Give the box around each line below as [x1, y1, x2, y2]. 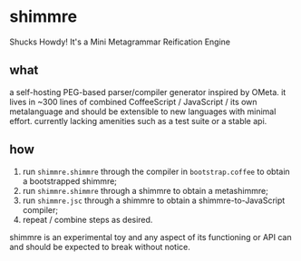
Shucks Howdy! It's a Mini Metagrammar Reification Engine [9, 36, 231, 47]
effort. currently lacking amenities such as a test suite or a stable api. [9, 115, 267, 126]
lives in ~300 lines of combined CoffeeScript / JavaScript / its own [9, 96, 257, 107]
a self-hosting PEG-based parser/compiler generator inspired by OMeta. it [9, 86, 286, 97]
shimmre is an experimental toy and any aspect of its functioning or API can [9, 231, 292, 242]
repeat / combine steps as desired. [22, 214, 153, 225]
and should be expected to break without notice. [9, 241, 190, 252]
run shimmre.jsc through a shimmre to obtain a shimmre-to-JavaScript [22, 195, 286, 206]
